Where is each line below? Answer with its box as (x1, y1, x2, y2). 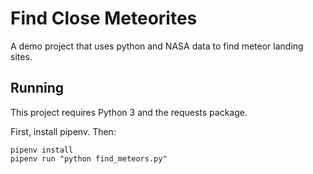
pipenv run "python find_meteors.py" (10, 153, 168, 164)
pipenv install (10, 145, 74, 155)
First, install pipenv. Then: (10, 125, 117, 137)
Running (10, 80, 65, 97)
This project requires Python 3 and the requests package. (10, 106, 248, 118)
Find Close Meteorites (10, 7, 198, 30)
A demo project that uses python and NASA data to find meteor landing (10, 40, 304, 52)
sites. (10, 50, 33, 62)
